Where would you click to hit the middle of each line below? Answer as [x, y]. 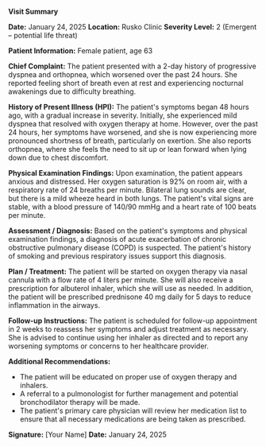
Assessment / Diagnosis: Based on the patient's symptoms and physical [128, 231]
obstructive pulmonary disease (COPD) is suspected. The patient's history [130, 247]
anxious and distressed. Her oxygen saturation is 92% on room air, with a [128, 181]
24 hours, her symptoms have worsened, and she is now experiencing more [133, 132]
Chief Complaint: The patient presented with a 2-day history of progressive [132, 66]
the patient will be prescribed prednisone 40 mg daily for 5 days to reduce [130, 297]
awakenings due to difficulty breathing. [72, 91]
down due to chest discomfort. [58, 157]
